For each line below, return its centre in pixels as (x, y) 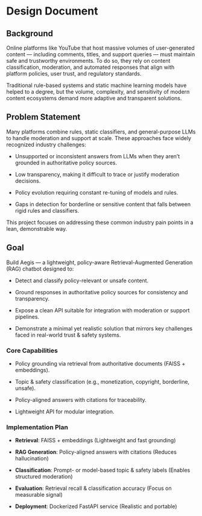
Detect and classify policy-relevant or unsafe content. (82, 280)
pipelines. (27, 317)
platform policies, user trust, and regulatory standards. (74, 73)
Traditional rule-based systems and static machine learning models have (96, 85)
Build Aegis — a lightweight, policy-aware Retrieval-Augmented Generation (99, 262)
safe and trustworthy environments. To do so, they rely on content (88, 61)
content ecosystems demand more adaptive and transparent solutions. (94, 98)
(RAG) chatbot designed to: (40, 269)
